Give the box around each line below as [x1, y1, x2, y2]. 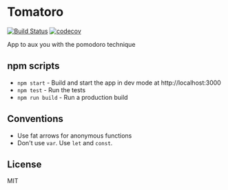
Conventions [7, 113, 64, 125]
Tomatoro [7, 4, 64, 20]
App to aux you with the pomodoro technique [7, 40, 136, 48]
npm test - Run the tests [17, 85, 86, 94]
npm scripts [7, 60, 60, 72]
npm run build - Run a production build [17, 93, 129, 101]
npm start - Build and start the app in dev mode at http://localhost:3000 [17, 78, 222, 87]
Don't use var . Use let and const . [17, 138, 113, 147]
